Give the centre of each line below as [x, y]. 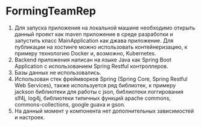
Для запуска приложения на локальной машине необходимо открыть [105, 28]
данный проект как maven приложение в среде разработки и [94, 34]
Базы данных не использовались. [58, 72]
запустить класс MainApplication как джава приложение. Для [94, 40]
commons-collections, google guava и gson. [70, 104]
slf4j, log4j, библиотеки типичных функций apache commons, [93, 98]
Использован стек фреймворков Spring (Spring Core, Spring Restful [101, 79]
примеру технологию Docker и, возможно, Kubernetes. [85, 53]
